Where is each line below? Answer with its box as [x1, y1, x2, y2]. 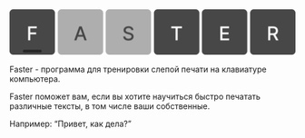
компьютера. [9, 73, 61, 84]
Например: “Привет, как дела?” [9, 118, 132, 129]
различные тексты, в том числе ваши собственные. [9, 100, 211, 112]
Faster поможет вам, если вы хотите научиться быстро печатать [9, 91, 261, 102]
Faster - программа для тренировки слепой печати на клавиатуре [9, 64, 267, 74]
